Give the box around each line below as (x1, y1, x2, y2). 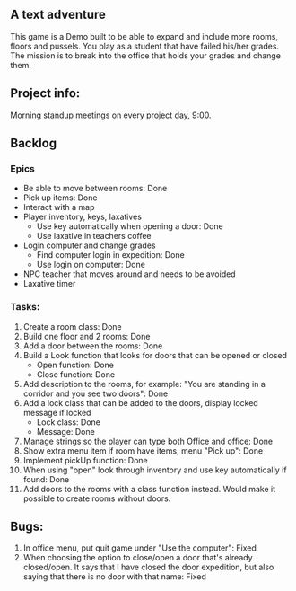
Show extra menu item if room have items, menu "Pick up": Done (22, 445, 264, 456)
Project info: (10, 85, 81, 101)
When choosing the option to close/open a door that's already (22, 552, 254, 563)
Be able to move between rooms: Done (22, 183, 168, 194)
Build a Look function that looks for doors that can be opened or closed (22, 349, 288, 360)
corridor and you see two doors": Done (22, 388, 169, 399)
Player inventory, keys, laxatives (22, 211, 143, 223)
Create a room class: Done (22, 321, 122, 331)
